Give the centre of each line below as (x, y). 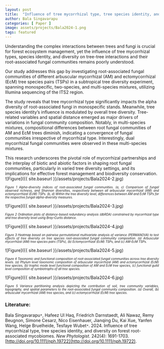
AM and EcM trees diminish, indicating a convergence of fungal (69, 133)
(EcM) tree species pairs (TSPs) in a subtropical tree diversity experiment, (79, 82)
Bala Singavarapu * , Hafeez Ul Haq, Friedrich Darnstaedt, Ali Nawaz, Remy (80, 315)
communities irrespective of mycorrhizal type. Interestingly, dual (70, 138)
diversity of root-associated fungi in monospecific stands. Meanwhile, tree (80, 107)
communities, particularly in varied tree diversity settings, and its (70, 168)
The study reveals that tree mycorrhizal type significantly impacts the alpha (81, 102)
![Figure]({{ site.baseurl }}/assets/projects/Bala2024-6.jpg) (64, 278)
